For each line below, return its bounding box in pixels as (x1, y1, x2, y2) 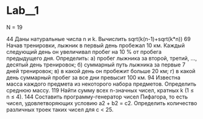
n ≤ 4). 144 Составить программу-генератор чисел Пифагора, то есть (6, 93, 188, 100)
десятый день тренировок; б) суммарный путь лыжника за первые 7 (6, 61, 185, 68)
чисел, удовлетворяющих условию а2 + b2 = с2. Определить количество (6, 99, 198, 106)
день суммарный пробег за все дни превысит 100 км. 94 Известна (6, 74, 181, 81)
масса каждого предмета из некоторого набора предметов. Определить (6, 80, 196, 88)
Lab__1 (6, 4, 40, 18)
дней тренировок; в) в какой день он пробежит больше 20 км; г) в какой (6, 67, 196, 74)
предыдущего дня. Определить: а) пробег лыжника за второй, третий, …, (6, 54, 198, 62)
